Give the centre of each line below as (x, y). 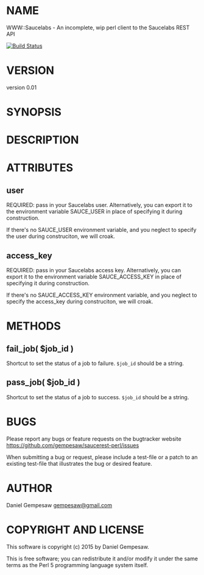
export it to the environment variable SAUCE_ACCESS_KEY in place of (94, 277)
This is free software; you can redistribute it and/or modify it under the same (102, 559)
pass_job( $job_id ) (43, 382)
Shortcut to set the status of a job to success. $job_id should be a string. (98, 397)
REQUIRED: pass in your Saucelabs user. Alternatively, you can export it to (100, 205)
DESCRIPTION (43, 140)
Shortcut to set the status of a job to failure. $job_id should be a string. (95, 363)
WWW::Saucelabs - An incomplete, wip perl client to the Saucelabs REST (98, 27)
